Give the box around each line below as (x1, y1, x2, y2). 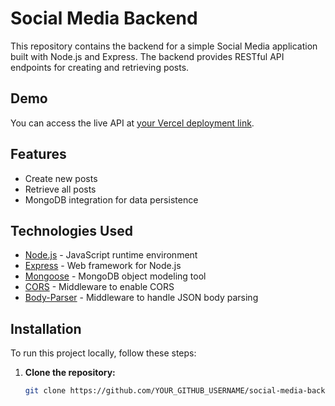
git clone (24, 386, 67, 396)
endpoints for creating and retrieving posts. (10, 61, 190, 73)
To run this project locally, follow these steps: (10, 347, 197, 359)
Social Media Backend (10, 7, 198, 30)
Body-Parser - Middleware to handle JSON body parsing (24, 292, 259, 304)
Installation (10, 320, 82, 337)
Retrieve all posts (24, 183, 97, 195)
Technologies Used (10, 222, 133, 239)
